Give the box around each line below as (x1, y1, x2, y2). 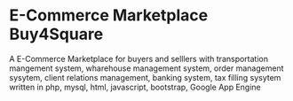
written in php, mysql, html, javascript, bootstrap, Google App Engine (9, 82, 261, 92)
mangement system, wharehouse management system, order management (9, 63, 284, 74)
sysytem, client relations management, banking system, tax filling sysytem (9, 72, 281, 82)
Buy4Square (9, 24, 104, 44)
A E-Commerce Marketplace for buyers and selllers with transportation (9, 53, 269, 64)
